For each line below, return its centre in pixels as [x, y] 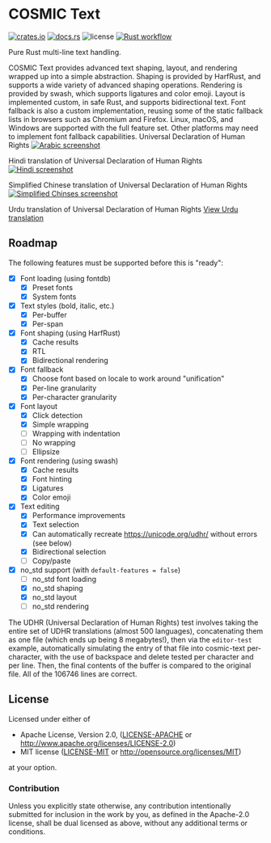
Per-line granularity [64, 388]
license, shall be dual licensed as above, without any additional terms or [128, 823]
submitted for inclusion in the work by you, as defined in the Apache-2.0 [129, 815]
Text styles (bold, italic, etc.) [67, 306]
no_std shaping [57, 588]
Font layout [39, 406]
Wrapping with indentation [76, 433]
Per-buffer [49, 315]
